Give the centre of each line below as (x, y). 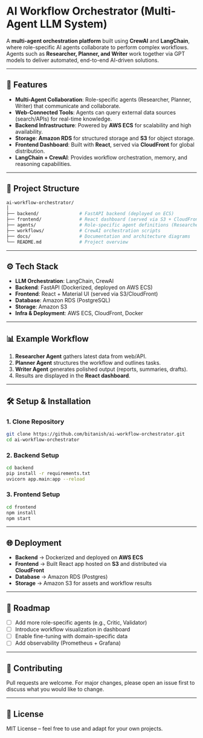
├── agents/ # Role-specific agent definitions (88, 225)
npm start (19, 518)
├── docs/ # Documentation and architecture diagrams (98, 236)
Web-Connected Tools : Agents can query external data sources (95, 112)
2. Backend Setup (33, 455)
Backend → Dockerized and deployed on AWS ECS (79, 557)
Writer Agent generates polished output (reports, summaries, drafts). (101, 369)
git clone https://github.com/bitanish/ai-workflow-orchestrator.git (96, 434)
